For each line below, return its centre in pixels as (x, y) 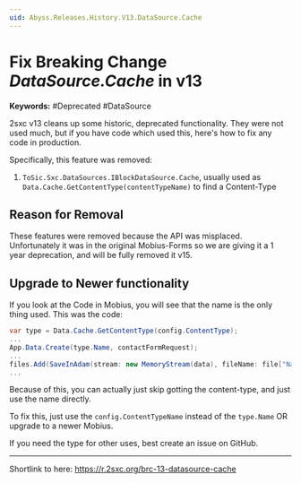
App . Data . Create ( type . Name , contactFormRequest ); (104, 347)
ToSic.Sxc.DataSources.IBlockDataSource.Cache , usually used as (142, 177)
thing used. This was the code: (66, 315)
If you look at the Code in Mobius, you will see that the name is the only (141, 305)
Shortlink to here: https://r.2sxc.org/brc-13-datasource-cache (123, 469)
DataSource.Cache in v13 (106, 81)
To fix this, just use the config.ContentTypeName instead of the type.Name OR (149, 417)
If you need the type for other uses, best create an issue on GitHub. (134, 444)
